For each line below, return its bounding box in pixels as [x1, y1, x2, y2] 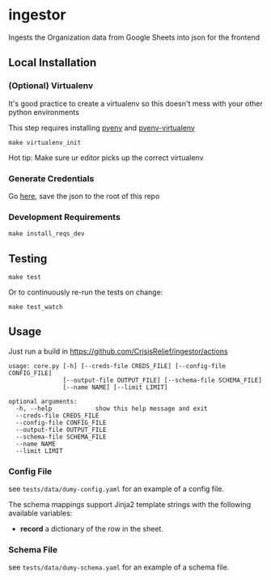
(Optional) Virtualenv [8, 80, 94, 91]
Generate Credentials [8, 172, 95, 184]
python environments [8, 107, 79, 116]
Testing [8, 252, 48, 265]
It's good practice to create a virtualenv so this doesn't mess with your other [8, 99, 263, 108]
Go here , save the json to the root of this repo [8, 191, 160, 201]
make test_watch [8, 303, 63, 311]
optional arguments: [8, 397, 78, 405]
